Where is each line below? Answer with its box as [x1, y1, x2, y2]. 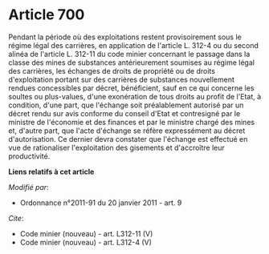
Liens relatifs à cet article [8, 167, 95, 176]
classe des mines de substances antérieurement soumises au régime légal [8, 58, 255, 67]
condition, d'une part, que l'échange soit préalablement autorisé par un [8, 100, 244, 110]
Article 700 [8, 6, 85, 24]
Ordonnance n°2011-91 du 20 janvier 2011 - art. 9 [19, 198, 182, 208]
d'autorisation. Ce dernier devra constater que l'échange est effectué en [8, 134, 248, 143]
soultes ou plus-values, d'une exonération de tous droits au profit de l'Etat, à [8, 91, 262, 101]
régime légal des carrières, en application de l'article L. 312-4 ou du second [8, 40, 259, 50]
